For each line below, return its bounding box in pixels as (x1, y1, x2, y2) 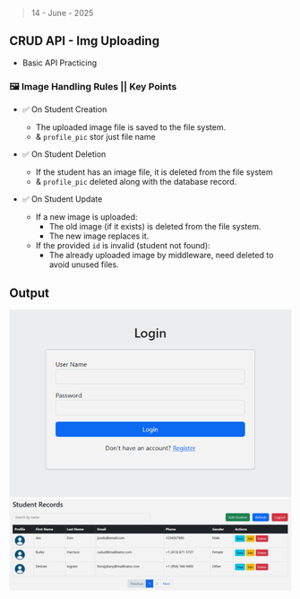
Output (9, 285, 49, 300)
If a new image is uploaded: (35, 212, 138, 222)
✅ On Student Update (21, 194, 103, 204)
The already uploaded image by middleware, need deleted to (48, 250, 274, 261)
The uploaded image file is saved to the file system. (35, 122, 227, 133)
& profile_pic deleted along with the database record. (35, 177, 237, 187)
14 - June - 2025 (30, 8, 94, 18)
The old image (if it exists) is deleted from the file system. (48, 221, 261, 232)
